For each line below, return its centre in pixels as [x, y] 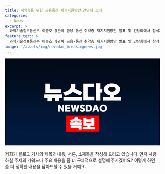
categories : [17, 15]
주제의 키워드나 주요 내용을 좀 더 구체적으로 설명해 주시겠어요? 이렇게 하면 [85, 160]
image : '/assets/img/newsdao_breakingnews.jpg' [55, 47]
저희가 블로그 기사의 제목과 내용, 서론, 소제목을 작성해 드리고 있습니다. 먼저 [76, 154]
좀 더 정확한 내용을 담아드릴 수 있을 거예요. [46, 167]
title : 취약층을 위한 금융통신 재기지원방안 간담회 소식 [54, 10]
